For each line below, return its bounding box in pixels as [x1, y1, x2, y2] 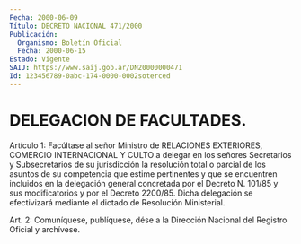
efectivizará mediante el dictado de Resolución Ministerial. [9, 196, 226, 207]
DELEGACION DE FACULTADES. [9, 109, 247, 130]
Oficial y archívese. [9, 223, 81, 234]
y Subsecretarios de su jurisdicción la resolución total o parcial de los [9, 159, 267, 170]
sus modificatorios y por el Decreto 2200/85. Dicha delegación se [9, 187, 253, 198]
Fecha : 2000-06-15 [17, 47, 87, 56]
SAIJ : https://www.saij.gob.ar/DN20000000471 [9, 64, 182, 73]
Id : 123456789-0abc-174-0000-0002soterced [9, 72, 171, 81]
